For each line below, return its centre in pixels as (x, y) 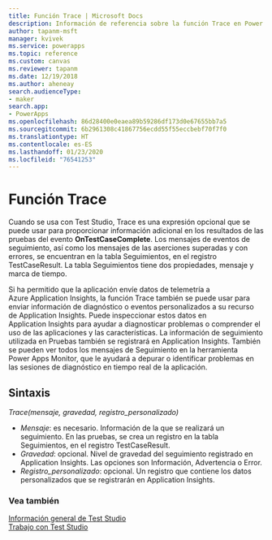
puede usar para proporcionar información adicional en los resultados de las (136, 231)
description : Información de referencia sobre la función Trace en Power (136, 24)
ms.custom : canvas (39, 62)
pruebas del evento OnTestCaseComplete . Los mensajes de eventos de (129, 240)
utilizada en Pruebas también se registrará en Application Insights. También (135, 341)
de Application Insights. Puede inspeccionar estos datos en (108, 315)
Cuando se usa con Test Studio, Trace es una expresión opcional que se (129, 222)
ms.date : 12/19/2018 (43, 76)
